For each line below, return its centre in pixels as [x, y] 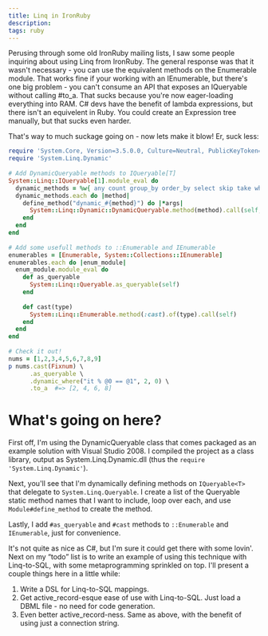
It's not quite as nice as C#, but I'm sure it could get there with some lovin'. [131, 548]
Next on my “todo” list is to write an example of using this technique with [128, 557]
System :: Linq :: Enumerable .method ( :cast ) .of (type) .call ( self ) [133, 314]
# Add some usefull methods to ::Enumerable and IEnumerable [112, 247]
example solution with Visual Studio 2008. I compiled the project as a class [131, 451]
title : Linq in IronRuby [49, 16]
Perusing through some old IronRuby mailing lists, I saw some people [122, 53]
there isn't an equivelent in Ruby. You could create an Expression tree [122, 113]
